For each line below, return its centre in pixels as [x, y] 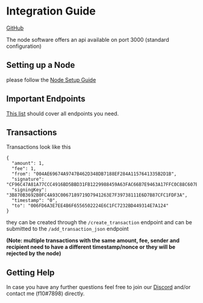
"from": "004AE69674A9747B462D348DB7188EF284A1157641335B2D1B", [94, 174]
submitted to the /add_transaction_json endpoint [67, 229]
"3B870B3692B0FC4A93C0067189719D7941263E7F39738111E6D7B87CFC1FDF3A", [97, 195]
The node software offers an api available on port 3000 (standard [88, 39]
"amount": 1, [28, 164]
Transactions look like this [39, 147]
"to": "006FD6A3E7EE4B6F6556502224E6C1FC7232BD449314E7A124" [90, 206]
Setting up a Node [41, 65]
